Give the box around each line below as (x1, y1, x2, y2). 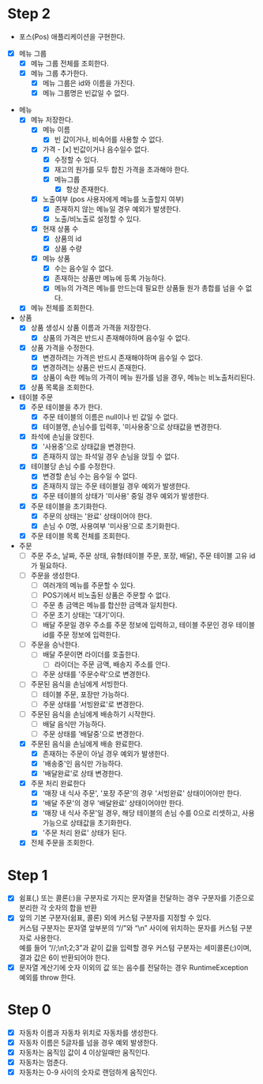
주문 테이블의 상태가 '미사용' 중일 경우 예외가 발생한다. (42, 491, 209, 501)
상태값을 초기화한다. (70, 819, 132, 828)
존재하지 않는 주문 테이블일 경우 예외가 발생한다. (42, 481, 190, 491)
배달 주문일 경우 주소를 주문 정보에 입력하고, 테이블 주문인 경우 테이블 (42, 620, 256, 630)
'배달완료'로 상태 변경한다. (42, 769, 123, 778)
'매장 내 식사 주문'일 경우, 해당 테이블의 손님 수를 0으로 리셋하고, (42, 808, 240, 818)
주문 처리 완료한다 (30, 779, 86, 789)
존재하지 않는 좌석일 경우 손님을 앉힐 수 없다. (42, 452, 179, 461)
